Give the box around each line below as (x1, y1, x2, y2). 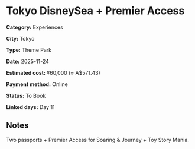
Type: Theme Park (6, 46, 52, 54)
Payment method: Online (6, 81, 68, 88)
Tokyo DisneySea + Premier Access (6, 4, 185, 18)
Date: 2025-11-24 (6, 58, 49, 65)
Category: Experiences (6, 24, 63, 31)
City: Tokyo (6, 35, 35, 42)
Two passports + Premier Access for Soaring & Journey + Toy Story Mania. (6, 136, 189, 143)
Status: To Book (6, 92, 46, 99)
